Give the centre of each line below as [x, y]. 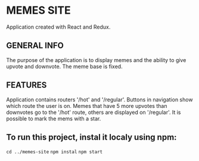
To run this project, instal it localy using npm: [91, 137]
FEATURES [27, 85]
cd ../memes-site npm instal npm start [55, 152]
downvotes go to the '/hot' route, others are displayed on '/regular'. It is [94, 112]
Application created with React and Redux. [58, 27]
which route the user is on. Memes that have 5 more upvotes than [87, 106]
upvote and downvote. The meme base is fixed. [65, 66]
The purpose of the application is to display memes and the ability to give [96, 60]
